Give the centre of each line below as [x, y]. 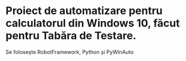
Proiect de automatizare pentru [84, 11]
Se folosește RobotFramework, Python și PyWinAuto [70, 52]
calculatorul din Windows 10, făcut [93, 23]
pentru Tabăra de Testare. [71, 36]
